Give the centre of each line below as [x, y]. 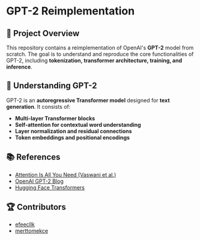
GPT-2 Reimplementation [71, 11]
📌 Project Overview [43, 33]
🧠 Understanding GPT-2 [52, 86]
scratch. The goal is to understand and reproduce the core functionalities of [100, 54]
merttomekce [32, 231]
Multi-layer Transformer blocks [55, 118]
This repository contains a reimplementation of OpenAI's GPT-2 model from [100, 48]
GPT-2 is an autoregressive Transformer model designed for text [88, 100]
